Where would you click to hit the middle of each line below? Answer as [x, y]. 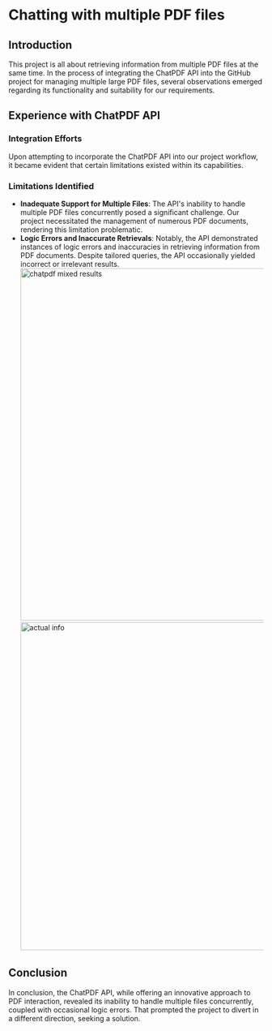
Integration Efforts [45, 139]
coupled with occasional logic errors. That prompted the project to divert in [134, 1010]
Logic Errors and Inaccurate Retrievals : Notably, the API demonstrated [139, 238]
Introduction [40, 45]
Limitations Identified [51, 186]
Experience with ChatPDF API [84, 116]
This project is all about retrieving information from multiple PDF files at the [134, 64]
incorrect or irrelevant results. [70, 264]
